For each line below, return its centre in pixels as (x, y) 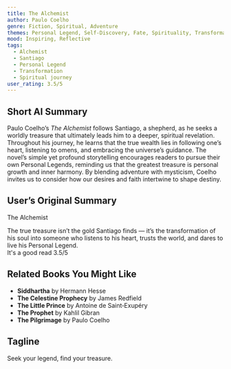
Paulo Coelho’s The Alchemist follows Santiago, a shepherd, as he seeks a (112, 128)
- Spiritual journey (43, 77)
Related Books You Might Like (72, 275)
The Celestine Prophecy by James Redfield (79, 298)
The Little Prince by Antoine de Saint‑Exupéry (82, 305)
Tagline (23, 342)
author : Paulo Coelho (38, 20)
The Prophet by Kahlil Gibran (58, 313)
